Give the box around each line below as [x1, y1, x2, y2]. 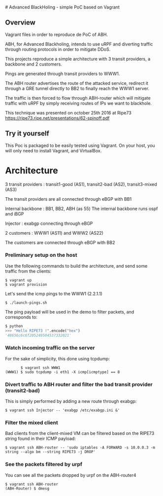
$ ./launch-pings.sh [5, 300, 48, 305]
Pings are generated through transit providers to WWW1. [5, 71, 120, 76]
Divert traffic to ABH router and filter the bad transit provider [5, 381, 153, 388]
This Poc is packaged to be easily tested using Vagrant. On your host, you [5, 142, 155, 148]
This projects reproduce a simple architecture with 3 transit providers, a [5, 56, 151, 62]
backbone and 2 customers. [5, 61, 63, 67]
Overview [5, 18, 36, 27]
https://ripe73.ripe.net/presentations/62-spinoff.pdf [5, 115, 110, 121]
